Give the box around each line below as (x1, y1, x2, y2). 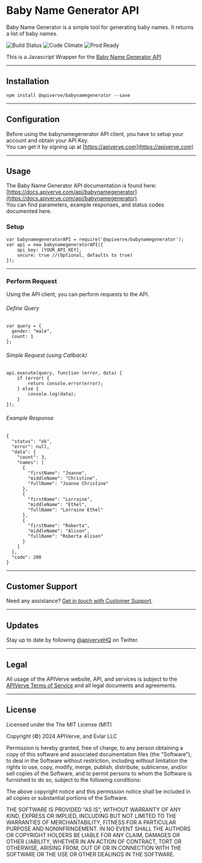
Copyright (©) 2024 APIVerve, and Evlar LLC (6, 732, 117, 740)
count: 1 (11, 333, 34, 340)
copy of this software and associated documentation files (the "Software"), (6, 750, 192, 758)
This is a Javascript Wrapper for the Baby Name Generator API (6, 53, 161, 60)
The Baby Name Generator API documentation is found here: (6, 182, 157, 190)
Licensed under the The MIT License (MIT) (6, 720, 112, 728)
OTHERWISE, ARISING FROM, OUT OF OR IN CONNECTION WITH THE (6, 844, 182, 852)
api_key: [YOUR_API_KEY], (17, 247, 82, 253)
